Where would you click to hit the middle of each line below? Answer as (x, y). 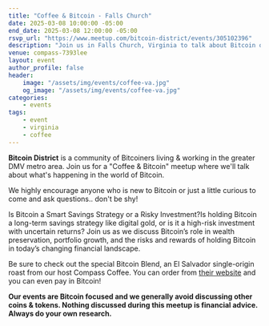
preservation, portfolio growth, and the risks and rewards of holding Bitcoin (132, 239)
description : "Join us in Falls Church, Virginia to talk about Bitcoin (132, 46)
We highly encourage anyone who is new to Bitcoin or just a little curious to (132, 190)
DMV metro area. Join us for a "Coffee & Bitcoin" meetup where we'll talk (129, 166)
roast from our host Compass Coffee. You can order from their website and (132, 272)
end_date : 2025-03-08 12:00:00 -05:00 (73, 30)
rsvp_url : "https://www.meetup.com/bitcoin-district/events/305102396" (130, 38)
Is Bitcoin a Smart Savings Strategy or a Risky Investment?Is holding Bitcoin (133, 214)
